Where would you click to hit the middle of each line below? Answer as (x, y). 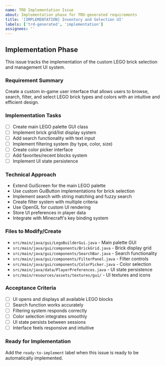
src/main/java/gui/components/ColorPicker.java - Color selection (82, 264)
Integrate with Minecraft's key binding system (60, 218)
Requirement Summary (34, 80)
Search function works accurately (48, 305)
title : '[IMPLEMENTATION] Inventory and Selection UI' (64, 19)
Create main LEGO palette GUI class (50, 126)
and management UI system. (35, 67)
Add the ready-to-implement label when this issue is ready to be (72, 352)
